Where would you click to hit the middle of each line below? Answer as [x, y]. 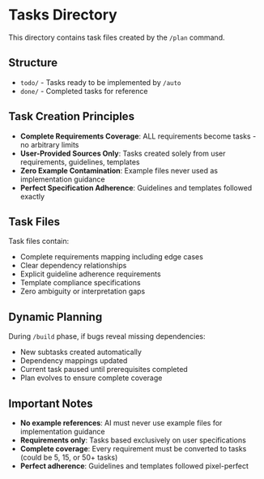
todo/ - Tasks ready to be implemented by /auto [100, 82]
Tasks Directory [63, 15]
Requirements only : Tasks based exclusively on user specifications [133, 440]
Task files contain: [39, 242]
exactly [32, 196]
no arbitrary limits [49, 144]
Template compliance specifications [80, 283]
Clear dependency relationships [73, 266]
